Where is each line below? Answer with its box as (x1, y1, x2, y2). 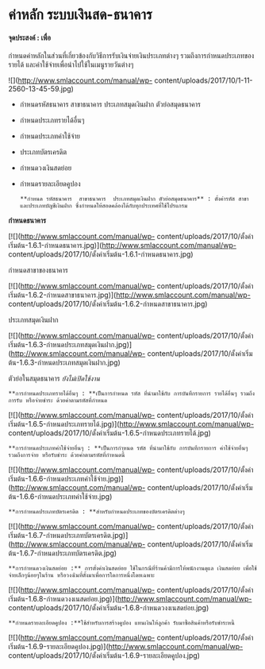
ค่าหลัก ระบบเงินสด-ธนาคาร (8, 6, 152, 24)
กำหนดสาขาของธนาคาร (8, 265, 69, 275)
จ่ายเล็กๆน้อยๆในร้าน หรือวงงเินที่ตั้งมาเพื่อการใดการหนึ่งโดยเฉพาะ (8, 571, 155, 579)
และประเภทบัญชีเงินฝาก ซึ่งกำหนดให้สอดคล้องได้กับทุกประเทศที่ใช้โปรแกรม (19, 202, 188, 210)
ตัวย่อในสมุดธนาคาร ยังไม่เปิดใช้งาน (8, 373, 101, 383)
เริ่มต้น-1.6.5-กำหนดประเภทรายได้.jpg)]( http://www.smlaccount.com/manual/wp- (8, 420, 255, 429)
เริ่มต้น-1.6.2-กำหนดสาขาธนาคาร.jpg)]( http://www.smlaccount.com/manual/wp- (8, 290, 252, 300)
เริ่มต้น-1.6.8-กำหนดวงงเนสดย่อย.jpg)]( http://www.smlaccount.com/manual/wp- (8, 594, 252, 604)
